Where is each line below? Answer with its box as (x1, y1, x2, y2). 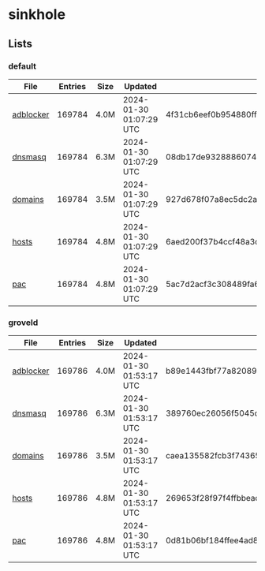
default (8, 61, 37, 72)
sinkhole (8, 6, 65, 24)
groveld (8, 317, 39, 328)
